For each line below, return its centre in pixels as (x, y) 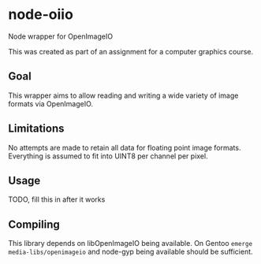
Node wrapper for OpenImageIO (60, 36)
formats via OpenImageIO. (50, 103)
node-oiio (41, 15)
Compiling (34, 224)
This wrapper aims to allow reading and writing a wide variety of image (123, 95)
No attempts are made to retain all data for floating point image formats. (125, 147)
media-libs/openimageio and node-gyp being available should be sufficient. (131, 252)
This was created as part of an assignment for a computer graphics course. (131, 51)
